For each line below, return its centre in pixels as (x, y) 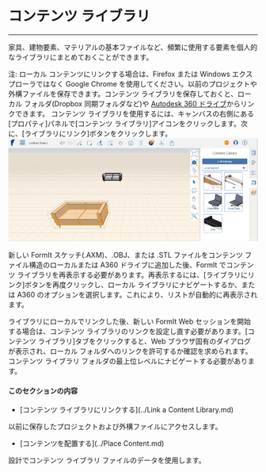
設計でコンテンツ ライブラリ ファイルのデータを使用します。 (107, 460)
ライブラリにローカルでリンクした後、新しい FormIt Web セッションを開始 (130, 321)
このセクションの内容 (43, 390)
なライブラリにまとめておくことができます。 (81, 57)
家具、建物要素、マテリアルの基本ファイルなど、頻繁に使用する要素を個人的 (133, 47)
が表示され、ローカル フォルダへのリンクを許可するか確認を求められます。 (130, 351)
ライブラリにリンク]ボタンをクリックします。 (98, 133)
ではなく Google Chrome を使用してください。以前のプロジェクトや (146, 83)
